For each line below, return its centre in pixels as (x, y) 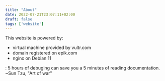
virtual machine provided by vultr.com (52, 47)
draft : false (19, 19)
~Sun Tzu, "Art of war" (29, 73)
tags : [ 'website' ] (24, 24)
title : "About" (21, 10)
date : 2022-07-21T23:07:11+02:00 (40, 14)
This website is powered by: (34, 38)
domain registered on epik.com (45, 53)
